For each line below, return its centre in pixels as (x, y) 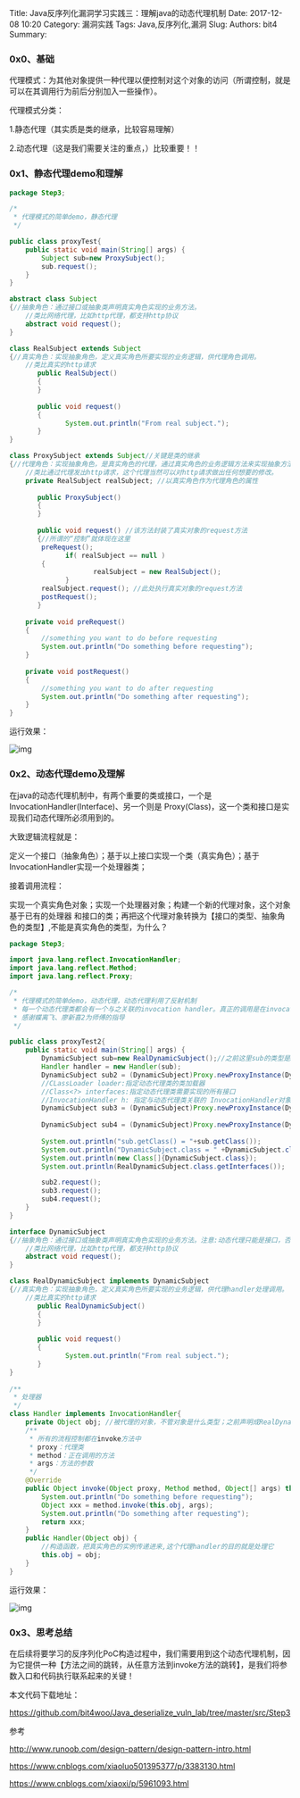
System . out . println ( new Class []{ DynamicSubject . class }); (149, 1158)
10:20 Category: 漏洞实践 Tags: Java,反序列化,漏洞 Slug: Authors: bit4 (149, 24)
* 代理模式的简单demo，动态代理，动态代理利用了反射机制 (105, 1001)
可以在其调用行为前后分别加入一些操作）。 (86, 91)
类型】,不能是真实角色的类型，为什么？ (96, 927)
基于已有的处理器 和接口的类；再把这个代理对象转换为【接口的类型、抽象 (143, 916)
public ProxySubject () (79, 497)
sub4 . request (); (71, 1199)
